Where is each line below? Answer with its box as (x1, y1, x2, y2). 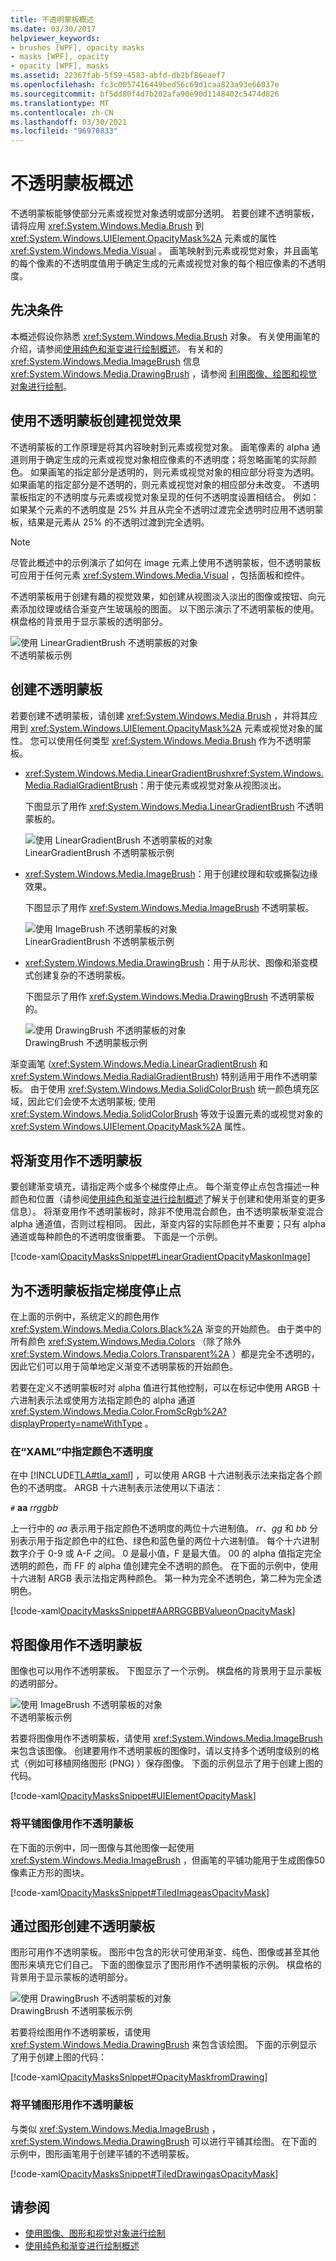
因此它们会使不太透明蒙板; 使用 (27, 1095, 157, 1107)
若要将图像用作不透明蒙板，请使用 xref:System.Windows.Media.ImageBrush (10, 1732, 323, 1745)
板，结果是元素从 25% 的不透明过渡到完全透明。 (10, 516, 210, 528)
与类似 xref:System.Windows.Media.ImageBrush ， (10, 2122, 221, 2135)
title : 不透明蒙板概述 (10, 14, 95, 25)
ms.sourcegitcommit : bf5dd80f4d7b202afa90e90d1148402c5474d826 (10, 89, 280, 99)
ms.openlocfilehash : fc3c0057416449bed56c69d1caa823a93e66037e (10, 80, 280, 90)
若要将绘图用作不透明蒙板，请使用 (10, 2026, 151, 2038)
